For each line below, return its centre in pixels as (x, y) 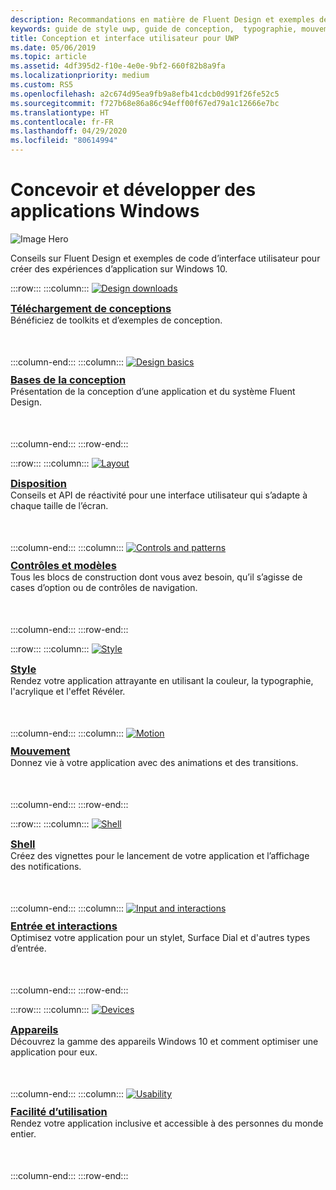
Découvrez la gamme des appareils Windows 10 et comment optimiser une (164, 1041)
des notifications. (46, 866)
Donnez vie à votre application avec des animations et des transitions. (154, 762)
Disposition (38, 483)
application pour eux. (54, 1052)
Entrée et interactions (64, 926)
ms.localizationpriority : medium (80, 76)
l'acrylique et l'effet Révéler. (68, 691)
